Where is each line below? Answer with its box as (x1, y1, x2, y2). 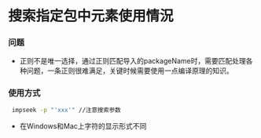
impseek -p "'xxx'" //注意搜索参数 (11, 106, 121, 114)
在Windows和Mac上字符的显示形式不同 (19, 121, 147, 130)
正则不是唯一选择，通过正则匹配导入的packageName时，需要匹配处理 (19, 56, 246, 66)
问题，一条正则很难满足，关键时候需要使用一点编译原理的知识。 (26, 66, 233, 75)
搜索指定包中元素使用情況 (8, 7, 175, 25)
